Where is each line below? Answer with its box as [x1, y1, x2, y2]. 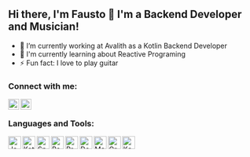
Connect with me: [8, 80, 78, 91]
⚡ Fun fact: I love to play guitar [19, 58, 119, 68]
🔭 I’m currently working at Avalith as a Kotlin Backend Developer [19, 41, 228, 50]
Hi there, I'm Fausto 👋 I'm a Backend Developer [8, 8, 242, 21]
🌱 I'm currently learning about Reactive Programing [19, 49, 186, 59]
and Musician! [8, 20, 79, 34]
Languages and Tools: [8, 119, 94, 130]
